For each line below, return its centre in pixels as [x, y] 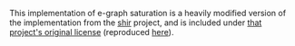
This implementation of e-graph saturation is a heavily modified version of [148, 13]
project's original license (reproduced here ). [92, 32]
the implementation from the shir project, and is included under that [136, 23]
